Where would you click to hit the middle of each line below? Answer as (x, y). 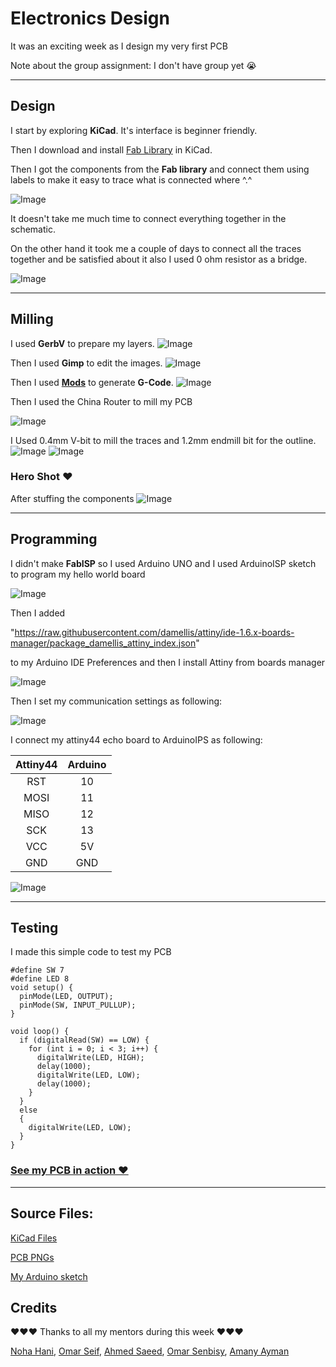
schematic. (33, 229)
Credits (34, 1307)
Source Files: (52, 1213)
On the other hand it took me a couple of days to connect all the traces (156, 248)
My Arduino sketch (49, 1276)
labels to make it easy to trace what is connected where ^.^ (131, 179)
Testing (34, 928)
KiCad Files (34, 1238)
